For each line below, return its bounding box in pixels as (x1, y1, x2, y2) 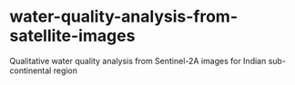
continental (9, 65, 52, 76)
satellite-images (9, 25, 136, 46)
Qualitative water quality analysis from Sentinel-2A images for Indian (9, 55, 267, 66)
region (53, 65, 78, 76)
